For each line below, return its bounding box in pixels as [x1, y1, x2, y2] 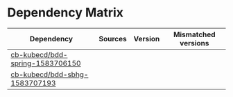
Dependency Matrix [7, 5, 123, 21]
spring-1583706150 [10, 58, 81, 68]
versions [180, 38, 209, 47]
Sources [98, 34, 127, 43]
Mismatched [173, 30, 216, 39]
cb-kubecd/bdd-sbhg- [10, 69, 89, 79]
